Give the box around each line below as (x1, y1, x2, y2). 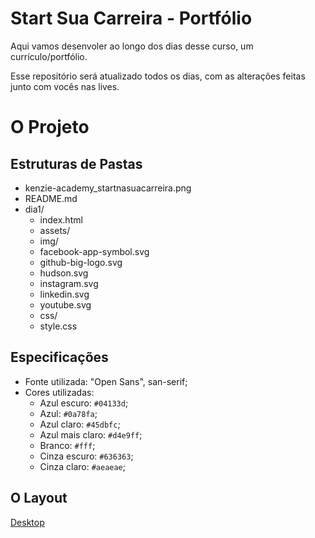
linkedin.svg (39, 288, 90, 300)
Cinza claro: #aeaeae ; (39, 460, 127, 472)
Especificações (10, 349, 109, 366)
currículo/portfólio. (10, 50, 88, 62)
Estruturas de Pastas (10, 155, 143, 172)
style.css (39, 320, 78, 332)
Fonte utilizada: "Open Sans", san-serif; (24, 375, 188, 387)
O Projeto (10, 116, 90, 139)
